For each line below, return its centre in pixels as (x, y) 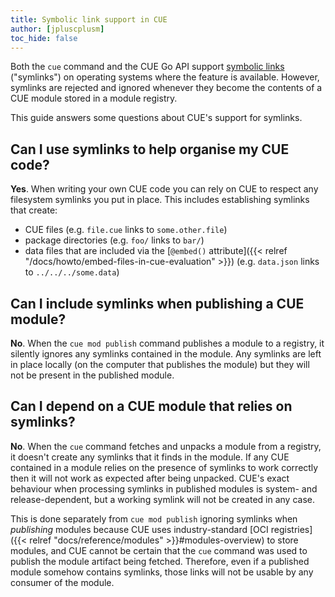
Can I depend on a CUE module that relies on (151, 406)
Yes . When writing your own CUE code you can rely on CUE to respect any (164, 189)
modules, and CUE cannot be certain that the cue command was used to (159, 550)
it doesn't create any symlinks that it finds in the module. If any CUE (150, 457)
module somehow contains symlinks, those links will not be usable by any (162, 572)
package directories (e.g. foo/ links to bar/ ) (114, 240)
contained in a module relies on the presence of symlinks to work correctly (164, 467)
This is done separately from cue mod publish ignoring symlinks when (154, 518)
